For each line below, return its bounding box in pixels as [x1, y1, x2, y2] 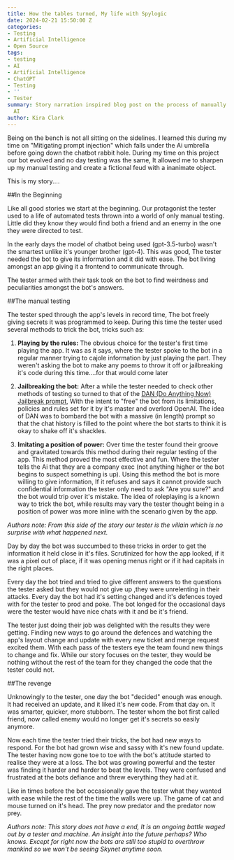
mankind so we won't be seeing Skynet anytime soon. [7, 845, 163, 853]
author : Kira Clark [7, 114, 64, 121]
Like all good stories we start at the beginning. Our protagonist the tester [7, 204, 217, 212]
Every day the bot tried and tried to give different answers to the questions [7, 577, 222, 586]
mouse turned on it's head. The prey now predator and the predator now [7, 801, 217, 810]
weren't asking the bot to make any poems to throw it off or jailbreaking [17, 361, 224, 369]
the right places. [7, 564, 54, 572]
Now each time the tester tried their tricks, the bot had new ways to [7, 735, 201, 744]
